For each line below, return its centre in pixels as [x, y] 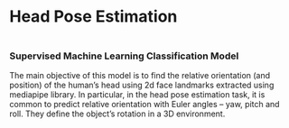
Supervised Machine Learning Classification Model [124, 56]
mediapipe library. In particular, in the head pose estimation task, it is [137, 95]
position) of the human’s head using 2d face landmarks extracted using [142, 85]
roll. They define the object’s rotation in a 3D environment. [117, 114]
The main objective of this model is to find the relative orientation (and [140, 76]
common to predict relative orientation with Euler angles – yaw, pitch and [144, 105]
